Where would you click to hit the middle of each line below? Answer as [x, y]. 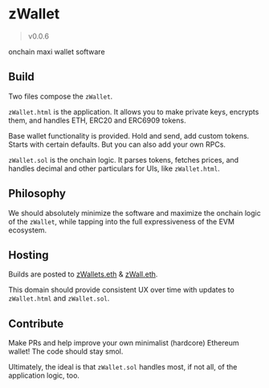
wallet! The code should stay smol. [66, 352]
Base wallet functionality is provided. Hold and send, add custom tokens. [129, 135]
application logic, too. [44, 376]
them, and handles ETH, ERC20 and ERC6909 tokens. [97, 120]
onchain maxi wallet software [57, 51]
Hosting [29, 255]
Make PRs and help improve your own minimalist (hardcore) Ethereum [124, 343]
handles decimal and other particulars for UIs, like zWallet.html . [114, 168]
